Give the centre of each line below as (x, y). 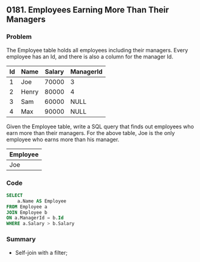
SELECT (15, 195)
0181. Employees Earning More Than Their (88, 10)
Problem (19, 37)
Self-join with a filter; (41, 252)
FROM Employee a (27, 207)
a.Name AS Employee (42, 201)
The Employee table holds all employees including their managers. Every (97, 50)
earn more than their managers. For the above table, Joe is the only (91, 133)
